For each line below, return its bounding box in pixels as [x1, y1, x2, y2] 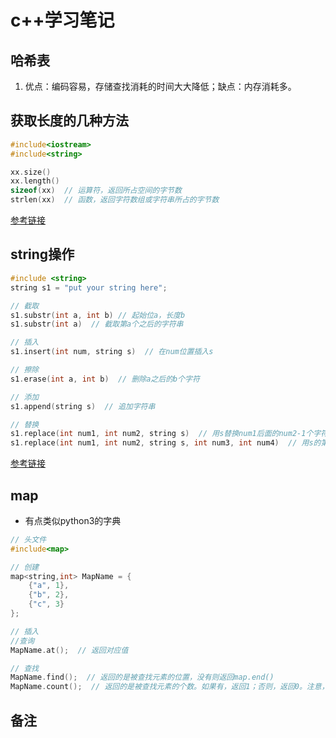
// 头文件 [10, 534, 47, 545]
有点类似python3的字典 [24, 514, 122, 526]
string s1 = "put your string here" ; [10, 282, 168, 293]
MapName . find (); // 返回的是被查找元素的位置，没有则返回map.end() [10, 672, 275, 683]
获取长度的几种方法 [10, 112, 129, 130]
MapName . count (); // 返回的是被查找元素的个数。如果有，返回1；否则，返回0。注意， [10, 682, 330, 692]
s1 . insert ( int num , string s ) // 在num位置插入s [10, 347, 214, 357]
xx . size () [10, 167, 52, 177]
